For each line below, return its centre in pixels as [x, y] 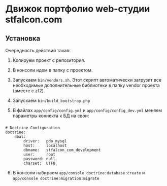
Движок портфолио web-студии [78, 9]
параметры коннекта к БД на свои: [51, 116]
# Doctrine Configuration [32, 128]
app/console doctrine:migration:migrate [56, 178]
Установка [23, 38]
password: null [40, 159]
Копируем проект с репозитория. [49, 60]
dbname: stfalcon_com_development [62, 150]
